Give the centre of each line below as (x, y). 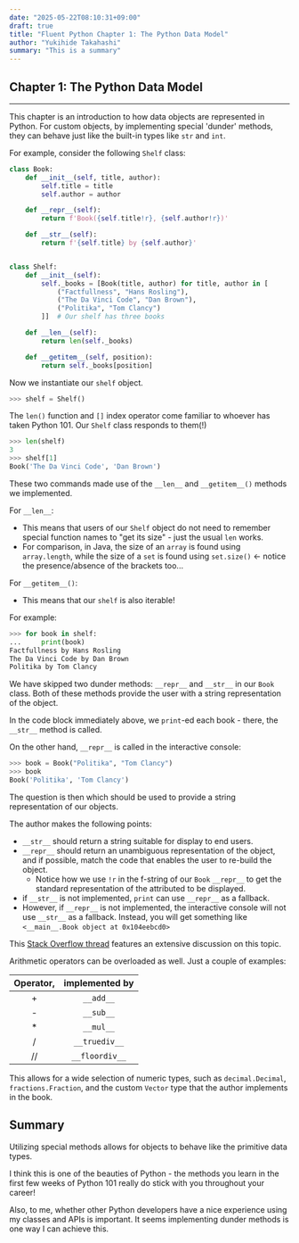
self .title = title (77, 186)
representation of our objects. (64, 806)
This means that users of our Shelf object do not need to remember (146, 527)
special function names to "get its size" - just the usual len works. (143, 537)
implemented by (99, 982)
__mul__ (99, 1027)
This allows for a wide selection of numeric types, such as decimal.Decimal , (148, 1078)
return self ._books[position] (97, 365)
